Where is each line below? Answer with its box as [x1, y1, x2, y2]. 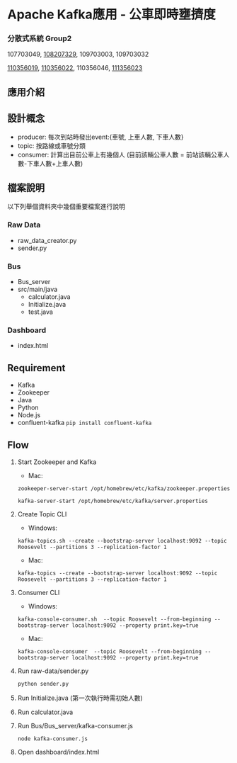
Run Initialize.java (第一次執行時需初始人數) [17, 694, 143, 702]
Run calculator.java [17, 708, 74, 716]
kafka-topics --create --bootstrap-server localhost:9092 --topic [17, 570, 218, 577]
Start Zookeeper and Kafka [17, 458, 97, 466]
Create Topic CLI [17, 510, 67, 519]
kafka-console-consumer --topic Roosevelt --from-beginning [17, 648, 202, 655]
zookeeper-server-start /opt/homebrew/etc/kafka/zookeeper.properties [17, 485, 231, 492]
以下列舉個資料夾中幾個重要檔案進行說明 [7, 202, 125, 210]
